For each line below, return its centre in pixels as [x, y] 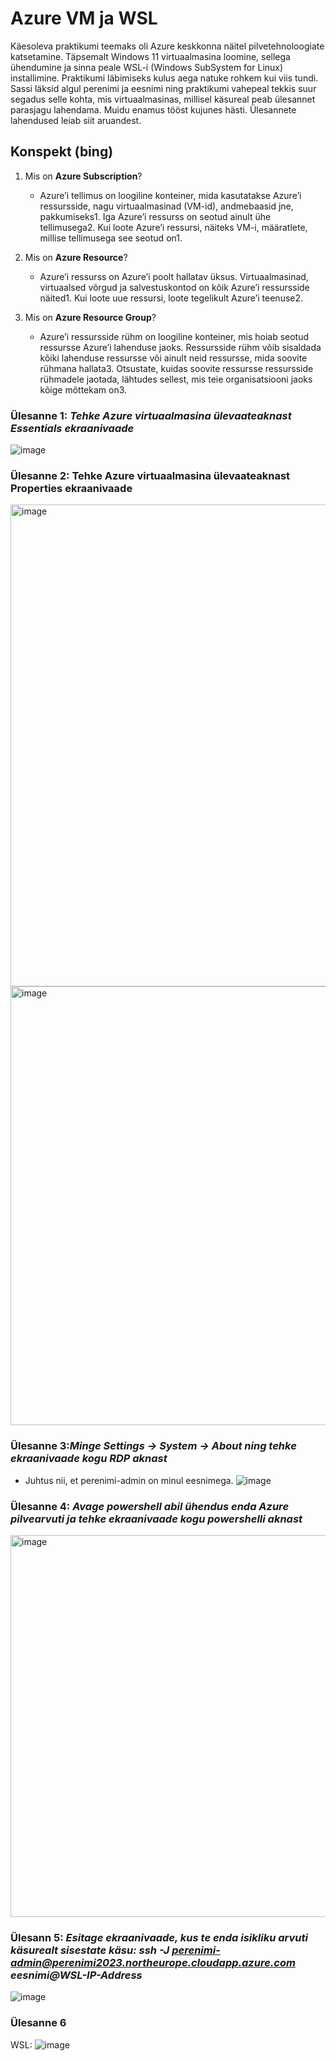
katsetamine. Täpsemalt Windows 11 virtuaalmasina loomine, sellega [150, 56]
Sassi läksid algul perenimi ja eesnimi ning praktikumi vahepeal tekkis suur [163, 88]
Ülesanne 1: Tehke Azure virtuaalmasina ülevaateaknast [151, 415]
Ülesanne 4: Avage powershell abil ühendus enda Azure [150, 1506]
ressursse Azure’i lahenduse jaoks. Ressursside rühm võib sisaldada [180, 347]
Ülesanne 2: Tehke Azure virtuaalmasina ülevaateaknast [150, 475]
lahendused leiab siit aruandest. [76, 120]
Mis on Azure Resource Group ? [90, 317]
